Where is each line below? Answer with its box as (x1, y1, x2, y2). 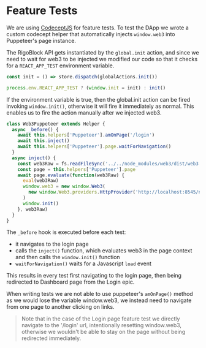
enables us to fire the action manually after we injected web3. (6, 108, 162, 116)
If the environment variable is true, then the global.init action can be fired (6, 96, 191, 103)
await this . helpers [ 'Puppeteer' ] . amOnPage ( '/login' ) (17, 132, 155, 138)
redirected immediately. (21, 335, 82, 342)
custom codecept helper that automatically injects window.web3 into (6, 30, 175, 37)
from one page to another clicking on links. (6, 303, 115, 311)
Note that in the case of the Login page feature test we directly (21, 315, 180, 322)
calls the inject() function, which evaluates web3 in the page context (15, 247, 193, 254)
